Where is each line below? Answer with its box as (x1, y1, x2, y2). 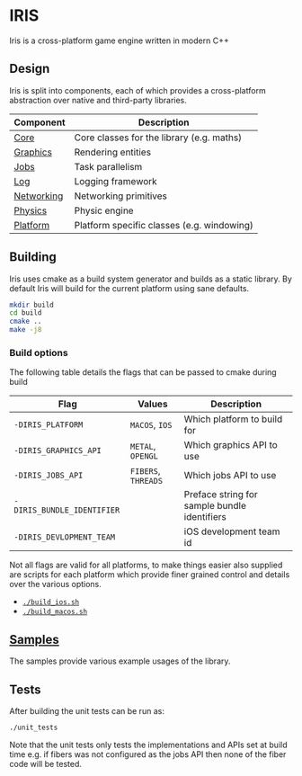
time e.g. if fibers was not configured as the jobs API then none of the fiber (9, 748, 287, 760)
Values (138, 397, 168, 410)
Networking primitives (74, 190, 168, 202)
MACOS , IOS (129, 419, 173, 432)
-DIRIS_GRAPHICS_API (13, 446, 102, 456)
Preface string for (183, 488, 258, 501)
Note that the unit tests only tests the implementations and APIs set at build (9, 739, 288, 750)
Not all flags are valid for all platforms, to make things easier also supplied (9, 559, 283, 571)
